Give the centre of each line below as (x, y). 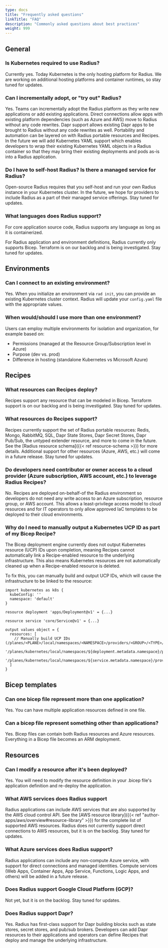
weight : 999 (17, 29)
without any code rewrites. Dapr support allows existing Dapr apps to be (80, 125)
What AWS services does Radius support (56, 798)
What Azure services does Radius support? (59, 850)
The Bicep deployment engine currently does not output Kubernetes (75, 545)
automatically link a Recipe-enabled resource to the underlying (70, 555)
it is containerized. (24, 232)
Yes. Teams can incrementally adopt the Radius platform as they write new (82, 109)
